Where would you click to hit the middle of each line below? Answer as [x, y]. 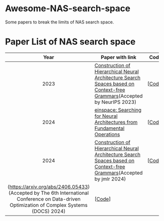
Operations [107, 134]
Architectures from [116, 122]
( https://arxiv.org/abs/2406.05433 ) [49, 187]
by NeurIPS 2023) [115, 102]
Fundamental [109, 128]
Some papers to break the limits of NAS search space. [60, 22]
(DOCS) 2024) [49, 211]
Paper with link [119, 57]
